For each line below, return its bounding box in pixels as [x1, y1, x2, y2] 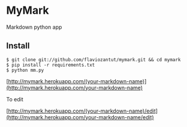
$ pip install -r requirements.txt [6, 62, 95, 68]
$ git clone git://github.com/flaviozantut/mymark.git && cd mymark [6, 56, 181, 63]
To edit [6, 95, 23, 102]
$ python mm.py [6, 67, 44, 73]
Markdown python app [6, 23, 62, 31]
